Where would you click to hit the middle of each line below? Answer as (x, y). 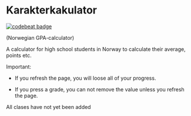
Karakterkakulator (51, 10)
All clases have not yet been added (48, 107)
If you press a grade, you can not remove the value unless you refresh (100, 89)
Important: (19, 66)
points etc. (19, 55)
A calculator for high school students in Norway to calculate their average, (96, 49)
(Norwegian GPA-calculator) (40, 37)
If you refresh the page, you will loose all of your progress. (85, 78)
